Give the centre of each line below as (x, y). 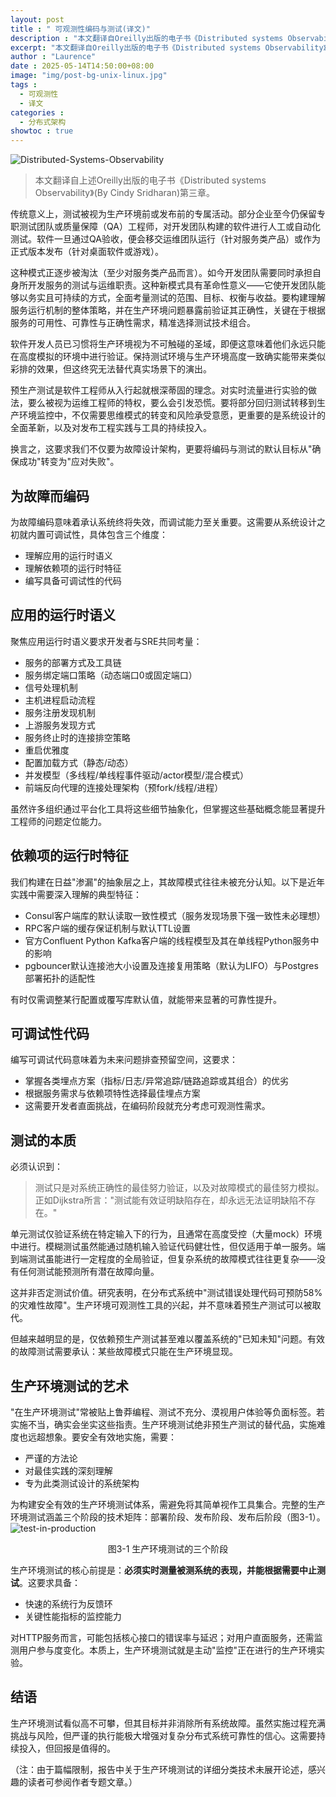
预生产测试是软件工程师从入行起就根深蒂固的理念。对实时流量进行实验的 (159, 390)
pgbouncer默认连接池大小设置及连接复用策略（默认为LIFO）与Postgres (171, 965)
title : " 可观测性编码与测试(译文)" (80, 29)
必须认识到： (36, 1167)
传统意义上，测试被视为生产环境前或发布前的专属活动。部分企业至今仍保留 (163, 214)
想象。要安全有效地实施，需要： (110, 1437)
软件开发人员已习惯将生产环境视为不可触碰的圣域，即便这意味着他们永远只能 (168, 344)
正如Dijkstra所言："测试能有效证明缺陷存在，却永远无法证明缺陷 (166, 1200)
